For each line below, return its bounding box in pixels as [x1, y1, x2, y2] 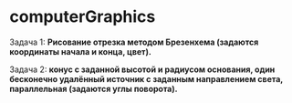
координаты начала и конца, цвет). [9, 46, 152, 57]
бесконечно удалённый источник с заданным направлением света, [9, 73, 284, 84]
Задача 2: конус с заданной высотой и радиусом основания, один [9, 64, 276, 75]
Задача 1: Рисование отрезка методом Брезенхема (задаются [9, 36, 259, 47]
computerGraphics [9, 6, 156, 27]
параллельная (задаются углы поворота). [9, 83, 178, 94]
